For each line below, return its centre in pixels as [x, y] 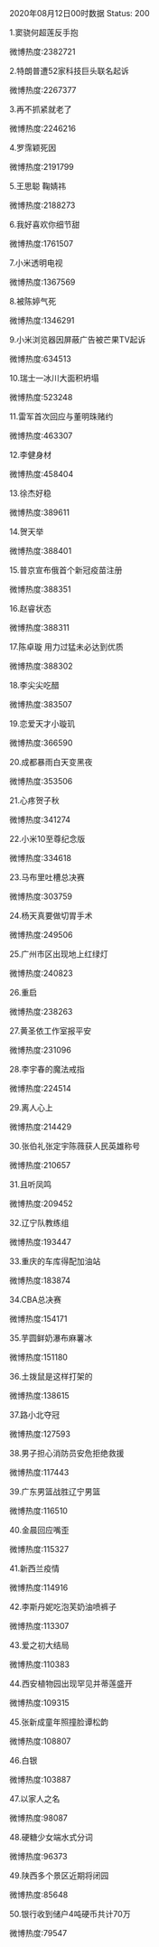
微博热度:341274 [40, 819]
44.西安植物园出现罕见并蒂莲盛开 [71, 1684]
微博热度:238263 [41, 1011]
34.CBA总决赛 [35, 1300]
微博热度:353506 [41, 781]
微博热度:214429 [41, 1127]
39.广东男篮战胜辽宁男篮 [55, 1492]
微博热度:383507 [41, 704]
